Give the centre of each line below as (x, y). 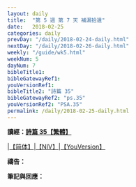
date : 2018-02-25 (36, 27)
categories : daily (34, 33)
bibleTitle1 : (26, 72)
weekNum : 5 (23, 59)
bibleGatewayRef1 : (34, 78)
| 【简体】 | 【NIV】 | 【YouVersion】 (56, 147)
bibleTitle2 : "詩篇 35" (41, 91)
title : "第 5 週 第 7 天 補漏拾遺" (56, 20)
